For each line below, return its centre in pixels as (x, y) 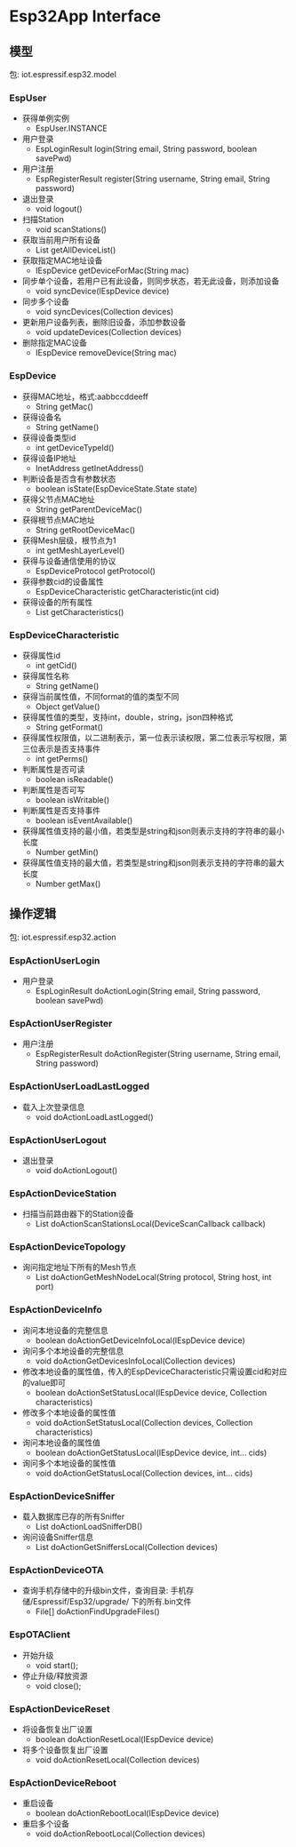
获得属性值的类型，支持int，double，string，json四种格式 (128, 716)
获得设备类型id (49, 437)
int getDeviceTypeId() (75, 447)
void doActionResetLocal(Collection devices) (117, 1759)
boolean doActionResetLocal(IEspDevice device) (124, 1739)
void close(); (58, 1685)
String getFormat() (69, 727)
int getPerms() (62, 758)
